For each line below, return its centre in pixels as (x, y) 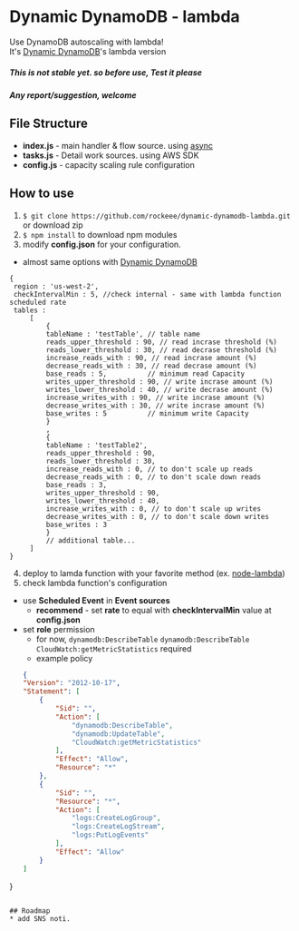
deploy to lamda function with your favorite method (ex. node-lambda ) (154, 573)
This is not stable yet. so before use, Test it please (106, 72)
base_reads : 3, (76, 485)
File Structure (48, 124)
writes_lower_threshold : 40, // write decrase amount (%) (159, 389)
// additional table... (91, 540)
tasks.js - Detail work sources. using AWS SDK (111, 155)
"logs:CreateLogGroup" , (116, 818)
